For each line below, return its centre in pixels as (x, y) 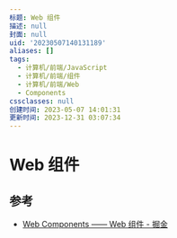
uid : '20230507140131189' (58, 43)
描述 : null (28, 26)
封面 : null (28, 34)
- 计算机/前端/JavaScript (62, 68)
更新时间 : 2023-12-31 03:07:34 (65, 118)
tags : (19, 59)
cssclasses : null (42, 101)
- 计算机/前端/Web (48, 84)
